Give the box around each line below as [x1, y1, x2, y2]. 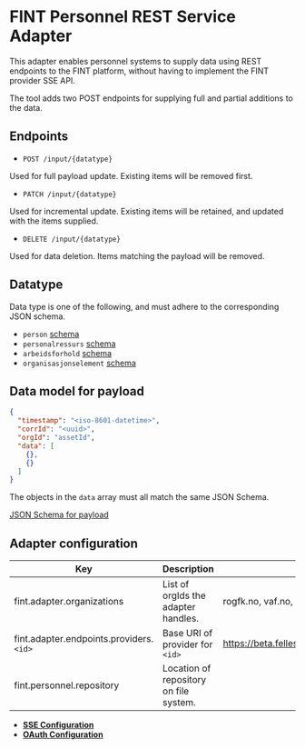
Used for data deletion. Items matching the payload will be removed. [9, 250, 265, 261]
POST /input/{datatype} [22, 155, 113, 164]
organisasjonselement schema [22, 357, 136, 368]
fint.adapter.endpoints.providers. [14, 633, 154, 645]
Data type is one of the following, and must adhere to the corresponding [9, 301, 280, 312]
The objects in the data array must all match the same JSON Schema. [9, 492, 270, 503]
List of [162, 578, 190, 591]
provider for [162, 638, 213, 651]
